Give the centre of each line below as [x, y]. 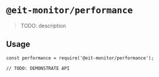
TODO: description [43, 25]
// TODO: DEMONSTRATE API [38, 68]
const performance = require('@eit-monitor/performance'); [80, 58]
